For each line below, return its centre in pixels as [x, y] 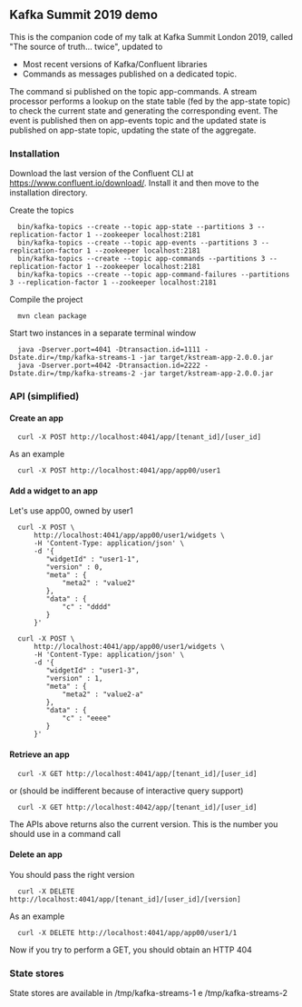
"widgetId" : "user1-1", [93, 559]
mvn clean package [53, 316]
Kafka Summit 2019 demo [84, 15]
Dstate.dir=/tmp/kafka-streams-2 [73, 374]
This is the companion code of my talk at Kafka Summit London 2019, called [151, 36]
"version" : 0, [74, 567]
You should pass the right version [72, 874]
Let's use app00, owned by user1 [71, 511]
